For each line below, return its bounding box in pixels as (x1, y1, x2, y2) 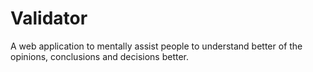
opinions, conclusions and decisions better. (10, 50, 190, 62)
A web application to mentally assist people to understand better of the (10, 40, 303, 52)
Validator (10, 7, 88, 30)
